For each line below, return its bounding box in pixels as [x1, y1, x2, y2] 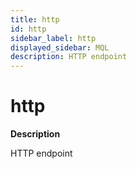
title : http [10, 14, 60, 25]
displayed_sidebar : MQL [10, 42, 110, 53]
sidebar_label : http [10, 33, 97, 43]
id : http [10, 24, 47, 34]
